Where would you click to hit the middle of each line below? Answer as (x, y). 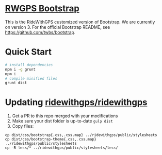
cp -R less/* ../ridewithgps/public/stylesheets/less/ (62, 148)
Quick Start (28, 52)
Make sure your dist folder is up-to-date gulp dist (62, 121)
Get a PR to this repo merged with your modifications (65, 116)
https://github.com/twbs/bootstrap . (40, 32)
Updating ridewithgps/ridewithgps (76, 102)
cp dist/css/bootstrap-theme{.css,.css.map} (51, 139)
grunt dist (16, 83)
